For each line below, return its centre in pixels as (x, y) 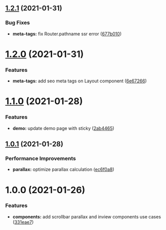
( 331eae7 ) (23, 222)
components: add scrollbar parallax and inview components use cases (87, 216)
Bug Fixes (18, 23)
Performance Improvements (41, 158)
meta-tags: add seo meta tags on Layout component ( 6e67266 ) (79, 81)
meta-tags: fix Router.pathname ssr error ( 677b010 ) (67, 34)
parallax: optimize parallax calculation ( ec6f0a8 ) (64, 169)
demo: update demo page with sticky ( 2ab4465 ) (64, 128)
